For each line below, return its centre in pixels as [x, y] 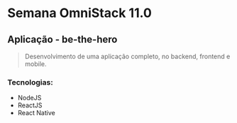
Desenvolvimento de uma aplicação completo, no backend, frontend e [127, 56]
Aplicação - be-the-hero [62, 39]
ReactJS [30, 105]
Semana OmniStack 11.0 [80, 13]
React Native [36, 113]
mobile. [36, 64]
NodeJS [29, 98]
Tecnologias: [30, 82]
